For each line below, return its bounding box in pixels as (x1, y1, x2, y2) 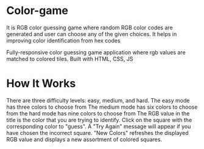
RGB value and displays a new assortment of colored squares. (6, 136, 163, 143)
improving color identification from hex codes (6, 37, 121, 44)
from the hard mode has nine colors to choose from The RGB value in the (6, 109, 190, 117)
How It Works (6, 77, 76, 90)
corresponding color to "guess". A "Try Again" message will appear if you (6, 123, 191, 130)
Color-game (6, 4, 69, 18)
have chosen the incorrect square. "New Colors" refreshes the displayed (6, 129, 189, 136)
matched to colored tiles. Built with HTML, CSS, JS (6, 55, 133, 62)
